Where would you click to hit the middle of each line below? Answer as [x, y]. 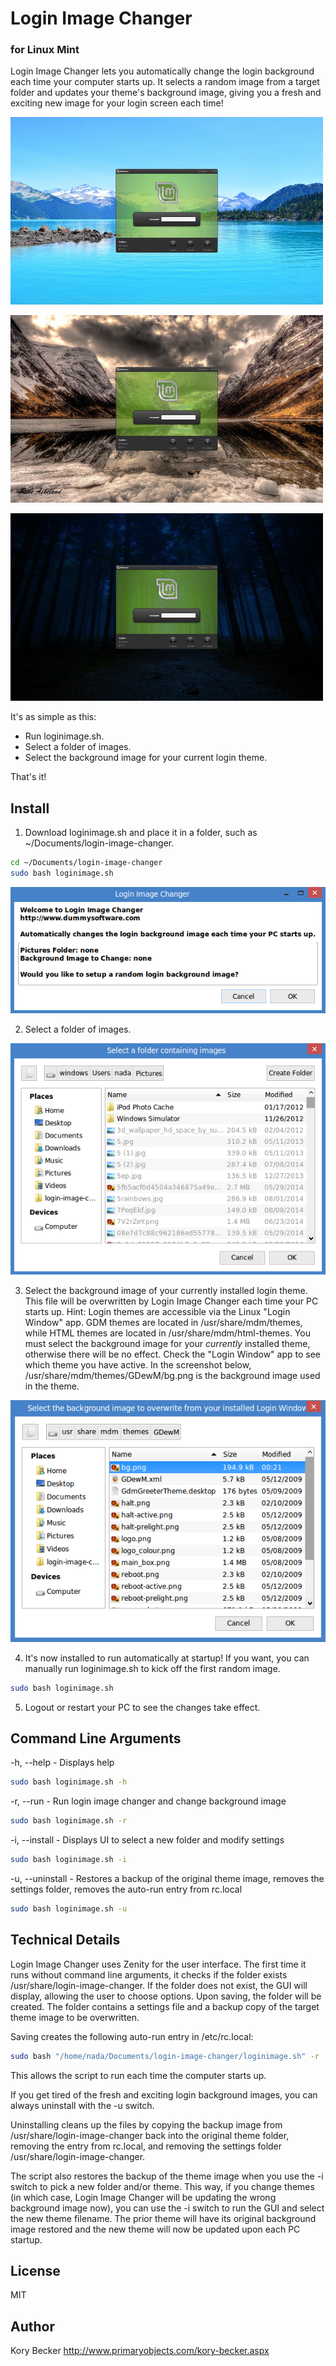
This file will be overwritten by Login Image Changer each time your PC [171, 1301]
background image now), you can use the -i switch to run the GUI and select [167, 2208]
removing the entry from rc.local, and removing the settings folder [146, 2146]
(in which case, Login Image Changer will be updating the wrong [143, 2197]
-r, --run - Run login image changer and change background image [148, 1801]
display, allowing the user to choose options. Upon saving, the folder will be [166, 1996]
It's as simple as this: [53, 717]
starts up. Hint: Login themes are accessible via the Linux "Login [157, 1312]
